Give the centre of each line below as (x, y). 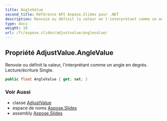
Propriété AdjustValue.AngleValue (59, 53)
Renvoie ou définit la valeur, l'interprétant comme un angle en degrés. (77, 64)
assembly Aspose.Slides (38, 113)
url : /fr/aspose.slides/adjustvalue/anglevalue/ (56, 33)
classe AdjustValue (32, 103)
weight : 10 (16, 28)
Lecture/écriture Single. (29, 70)
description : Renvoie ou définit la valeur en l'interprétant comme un (81, 19)
